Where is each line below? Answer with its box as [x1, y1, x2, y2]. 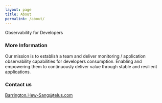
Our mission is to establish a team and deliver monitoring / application [5, 53, 146, 59]
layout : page [5, 7, 32, 12]
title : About [5, 12, 32, 17]
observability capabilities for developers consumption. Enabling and [5, 58, 142, 64]
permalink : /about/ [5, 16, 45, 21]
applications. [5, 69, 31, 75]
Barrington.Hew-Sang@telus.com [5, 92, 73, 98]
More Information [5, 42, 47, 49]
